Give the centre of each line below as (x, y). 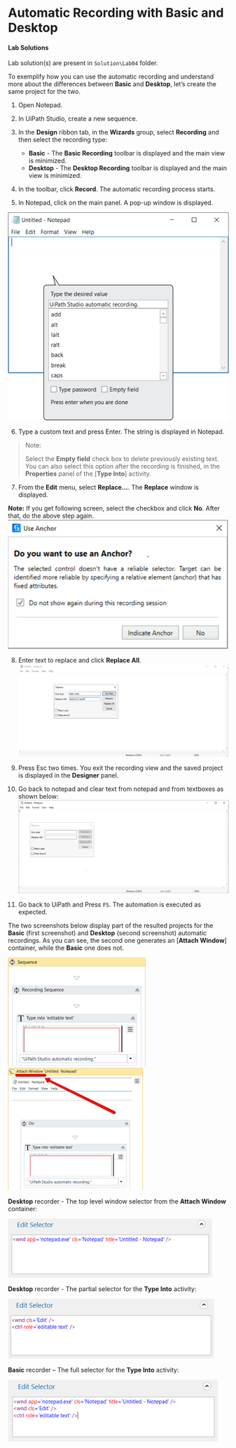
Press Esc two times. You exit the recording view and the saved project (120, 768)
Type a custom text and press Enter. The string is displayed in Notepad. (121, 432)
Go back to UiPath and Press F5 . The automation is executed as (110, 904)
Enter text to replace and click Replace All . (80, 661)
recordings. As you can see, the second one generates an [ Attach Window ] (117, 941)
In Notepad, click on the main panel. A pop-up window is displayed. (116, 203)
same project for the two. (44, 92)
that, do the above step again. (51, 516)
